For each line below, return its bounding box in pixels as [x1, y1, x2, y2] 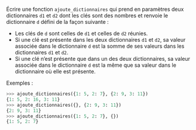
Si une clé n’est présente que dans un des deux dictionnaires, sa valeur [14, 55, 190, 62]
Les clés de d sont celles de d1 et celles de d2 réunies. [14, 30, 148, 37]
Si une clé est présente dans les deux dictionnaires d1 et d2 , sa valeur [14, 36, 186, 43]
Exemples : [6, 79, 33, 86]
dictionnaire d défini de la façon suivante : [6, 18, 109, 25]
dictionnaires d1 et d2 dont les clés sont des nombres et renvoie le [6, 12, 169, 19]
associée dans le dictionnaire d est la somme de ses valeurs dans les [14, 42, 185, 49]
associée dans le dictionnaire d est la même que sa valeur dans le [14, 61, 176, 69]
